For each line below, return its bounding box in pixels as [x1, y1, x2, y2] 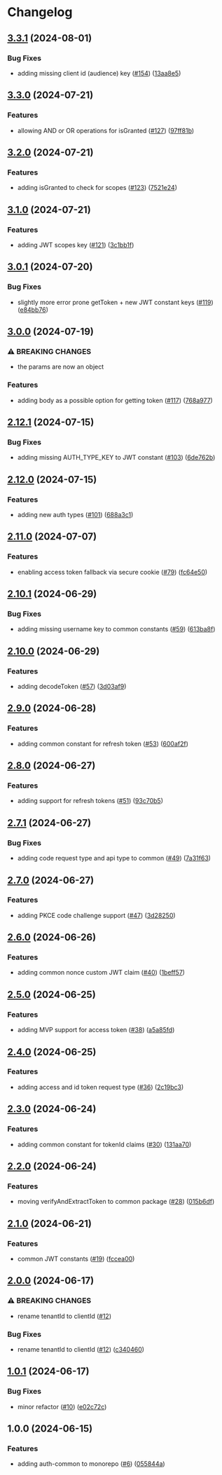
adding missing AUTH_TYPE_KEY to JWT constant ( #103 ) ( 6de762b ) [17, 453, 216, 462]
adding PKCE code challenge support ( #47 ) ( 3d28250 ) [17, 911, 176, 919]
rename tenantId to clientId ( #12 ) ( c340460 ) [17, 1345, 145, 1353]
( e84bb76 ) [17, 306, 49, 314]
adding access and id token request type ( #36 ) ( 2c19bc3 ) [17, 1083, 184, 1091]
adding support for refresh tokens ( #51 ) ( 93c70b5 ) [17, 797, 163, 805]
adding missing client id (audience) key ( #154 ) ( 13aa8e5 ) [17, 69, 181, 77]
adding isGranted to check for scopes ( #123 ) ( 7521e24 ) [17, 184, 177, 192]
